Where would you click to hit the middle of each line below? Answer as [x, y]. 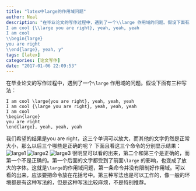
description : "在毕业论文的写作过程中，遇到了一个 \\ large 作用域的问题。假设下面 [96, 22]
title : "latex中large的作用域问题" [46, 11]
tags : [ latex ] [23, 55]
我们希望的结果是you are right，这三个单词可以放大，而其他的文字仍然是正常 [98, 138]
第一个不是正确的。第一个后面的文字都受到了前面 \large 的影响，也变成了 [94, 161]
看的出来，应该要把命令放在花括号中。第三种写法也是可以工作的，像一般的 [95, 175]
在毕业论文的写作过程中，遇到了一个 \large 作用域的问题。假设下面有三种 [94, 83]
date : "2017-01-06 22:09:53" [41, 66]
